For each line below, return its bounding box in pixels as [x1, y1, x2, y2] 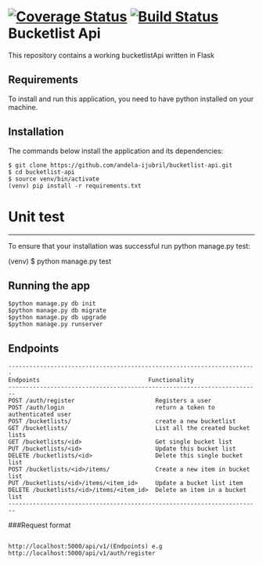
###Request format [8, 520, 71, 530]
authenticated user [8, 410, 72, 419]
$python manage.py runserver [8, 320, 103, 329]
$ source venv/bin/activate [8, 175, 100, 183]
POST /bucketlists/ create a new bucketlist [8, 417, 236, 425]
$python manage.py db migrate [8, 307, 107, 315]
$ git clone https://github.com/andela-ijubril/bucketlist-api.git [8, 161, 233, 169]
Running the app [8, 279, 90, 292]
